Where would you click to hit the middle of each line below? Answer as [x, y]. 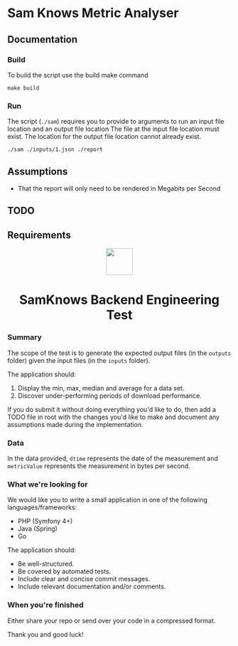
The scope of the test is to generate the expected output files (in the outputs [119, 353]
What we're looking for [48, 484]
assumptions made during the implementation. [75, 424]
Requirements [39, 235]
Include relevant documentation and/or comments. [92, 587]
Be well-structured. [46, 564]
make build [23, 88]
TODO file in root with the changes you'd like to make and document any [114, 417]
